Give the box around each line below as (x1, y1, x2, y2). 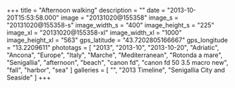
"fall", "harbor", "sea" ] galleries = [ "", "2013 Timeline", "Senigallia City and (6, 66, 225, 74)
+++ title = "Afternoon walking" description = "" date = (6, 6, 166, 14)
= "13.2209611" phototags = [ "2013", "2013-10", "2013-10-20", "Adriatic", (6, 44, 219, 51)
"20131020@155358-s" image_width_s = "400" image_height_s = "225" (6, 21, 215, 29)
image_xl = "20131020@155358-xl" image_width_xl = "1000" (6, 28, 182, 37)
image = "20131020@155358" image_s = (60, 13, 179, 22)
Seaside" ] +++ (6, 73, 51, 82)
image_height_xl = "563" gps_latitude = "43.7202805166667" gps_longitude (6, 36, 229, 44)
